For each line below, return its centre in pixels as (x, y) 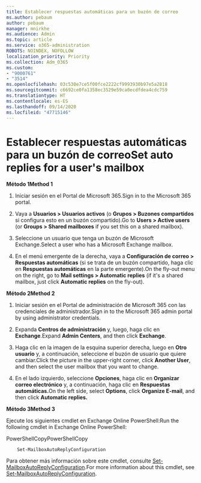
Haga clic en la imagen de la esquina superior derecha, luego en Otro (101, 348)
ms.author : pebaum (29, 17)
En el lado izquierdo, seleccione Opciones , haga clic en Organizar (97, 378)
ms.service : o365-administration (48, 46)
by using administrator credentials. (58, 318)
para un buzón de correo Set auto (90, 155)
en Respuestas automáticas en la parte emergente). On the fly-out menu (105, 269)
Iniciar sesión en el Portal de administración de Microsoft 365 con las (100, 305)
